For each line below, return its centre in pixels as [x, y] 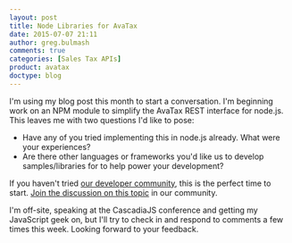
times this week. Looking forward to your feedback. [104, 229]
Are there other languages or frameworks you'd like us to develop [143, 156]
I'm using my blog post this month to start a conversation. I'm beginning [142, 101]
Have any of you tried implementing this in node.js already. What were [151, 137]
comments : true [38, 51]
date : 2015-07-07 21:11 [54, 34]
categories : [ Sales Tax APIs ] [66, 59]
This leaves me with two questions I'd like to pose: [102, 120]
